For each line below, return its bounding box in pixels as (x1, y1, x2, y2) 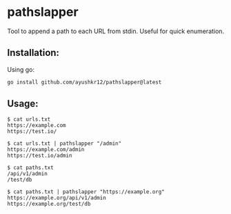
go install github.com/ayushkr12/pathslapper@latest (7, 79, 162, 86)
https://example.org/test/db (7, 201, 91, 208)
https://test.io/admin (7, 153, 72, 159)
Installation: (7, 47, 60, 59)
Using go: (7, 65, 35, 73)
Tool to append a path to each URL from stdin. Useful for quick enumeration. (7, 27, 225, 35)
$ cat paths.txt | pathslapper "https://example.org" (7, 188, 165, 195)
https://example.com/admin (7, 146, 85, 153)
